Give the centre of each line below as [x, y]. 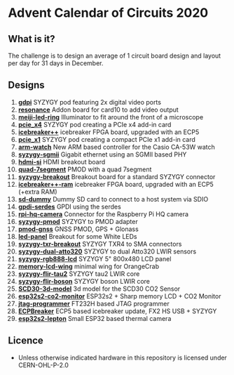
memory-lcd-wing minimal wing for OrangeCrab [89, 266]
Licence [26, 341]
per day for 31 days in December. [56, 63]
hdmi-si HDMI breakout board [62, 162]
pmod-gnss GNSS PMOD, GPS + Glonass [78, 229]
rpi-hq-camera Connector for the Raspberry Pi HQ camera [103, 214]
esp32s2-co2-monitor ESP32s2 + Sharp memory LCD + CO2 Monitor [119, 296]
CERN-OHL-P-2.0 [43, 365]
